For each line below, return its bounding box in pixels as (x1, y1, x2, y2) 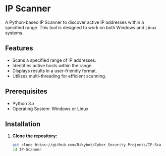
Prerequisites (5, 87, 48, 96)
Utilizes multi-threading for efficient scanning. (12, 73, 107, 79)
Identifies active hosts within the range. (12, 62, 93, 68)
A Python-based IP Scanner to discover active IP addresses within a (5, 19, 144, 25)
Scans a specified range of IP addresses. (12, 57, 97, 63)
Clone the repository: (12, 133, 57, 139)
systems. (5, 30, 24, 36)
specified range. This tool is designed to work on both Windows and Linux (5, 24, 157, 30)
